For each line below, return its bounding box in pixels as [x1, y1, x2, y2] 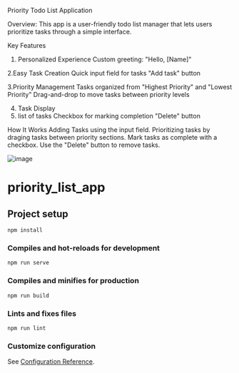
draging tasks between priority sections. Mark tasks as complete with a [7, 133, 218, 141]
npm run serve [7, 260, 50, 267]
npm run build [7, 292, 50, 299]
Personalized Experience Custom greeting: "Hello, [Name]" [17, 55, 192, 63]
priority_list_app [7, 180, 106, 195]
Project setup [7, 208, 69, 220]
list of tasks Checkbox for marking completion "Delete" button [17, 112, 201, 120]
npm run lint [7, 325, 46, 332]
